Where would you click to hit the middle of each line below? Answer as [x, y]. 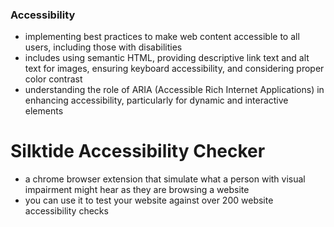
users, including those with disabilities [103, 47]
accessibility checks [66, 211]
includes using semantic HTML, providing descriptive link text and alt [167, 58]
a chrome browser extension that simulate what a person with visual [165, 179]
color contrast [53, 79]
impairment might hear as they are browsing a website [137, 190]
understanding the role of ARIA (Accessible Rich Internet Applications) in [174, 90]
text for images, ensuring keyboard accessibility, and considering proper [174, 69]
